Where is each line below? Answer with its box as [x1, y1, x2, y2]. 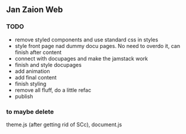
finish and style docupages [14, 61, 82, 68]
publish [14, 92, 33, 100]
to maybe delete [6, 107, 54, 116]
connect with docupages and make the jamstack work [14, 55, 148, 62]
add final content [14, 74, 57, 81]
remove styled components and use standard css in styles [14, 36, 159, 43]
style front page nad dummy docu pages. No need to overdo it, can [14, 42, 181, 49]
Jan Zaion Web [6, 5, 63, 15]
